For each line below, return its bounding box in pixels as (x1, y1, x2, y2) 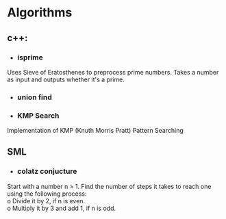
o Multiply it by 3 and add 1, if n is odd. (7, 204, 116, 212)
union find (16, 92, 53, 102)
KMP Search (16, 111, 60, 120)
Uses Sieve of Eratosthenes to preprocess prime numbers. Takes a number (7, 68, 219, 76)
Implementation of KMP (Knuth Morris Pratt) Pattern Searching (7, 127, 184, 135)
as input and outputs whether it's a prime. (7, 75, 125, 83)
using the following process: (7, 190, 87, 198)
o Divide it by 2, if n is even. (7, 196, 86, 205)
